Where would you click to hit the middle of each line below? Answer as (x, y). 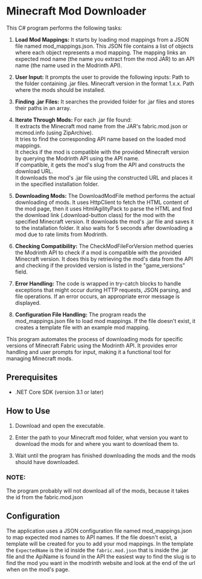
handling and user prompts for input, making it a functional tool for (89, 352)
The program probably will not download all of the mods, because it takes (98, 491)
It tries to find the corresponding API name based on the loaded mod (100, 139)
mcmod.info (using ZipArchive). (54, 132)
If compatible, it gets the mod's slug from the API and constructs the (100, 165)
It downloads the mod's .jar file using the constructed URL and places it (104, 177)
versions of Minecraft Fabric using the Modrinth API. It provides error (92, 345)
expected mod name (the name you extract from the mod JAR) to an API (105, 59)
